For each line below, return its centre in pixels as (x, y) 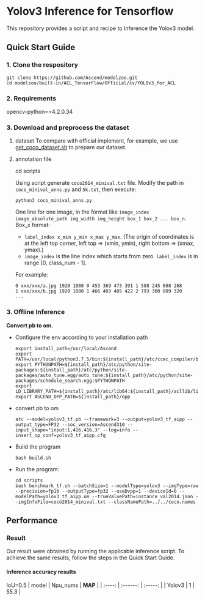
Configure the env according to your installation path (81, 337)
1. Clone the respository (42, 65)
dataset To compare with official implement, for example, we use (96, 141)
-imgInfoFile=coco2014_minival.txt (60, 502)
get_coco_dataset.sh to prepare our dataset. (71, 147)
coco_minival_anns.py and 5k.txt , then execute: (75, 189)
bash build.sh (33, 458)
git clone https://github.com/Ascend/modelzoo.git (72, 78)
